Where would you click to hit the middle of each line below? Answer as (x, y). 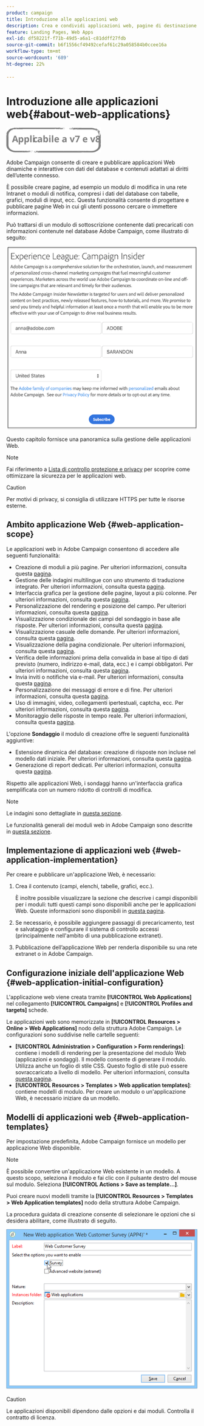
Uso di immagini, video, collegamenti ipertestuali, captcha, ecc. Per (99, 702)
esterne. (17, 506)
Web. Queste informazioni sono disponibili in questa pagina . (90, 911)
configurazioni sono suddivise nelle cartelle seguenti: (73, 1035)
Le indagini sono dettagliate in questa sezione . (64, 813)
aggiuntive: (20, 740)
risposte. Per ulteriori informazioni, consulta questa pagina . (89, 625)
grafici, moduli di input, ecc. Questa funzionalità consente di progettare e (98, 200)
